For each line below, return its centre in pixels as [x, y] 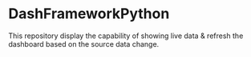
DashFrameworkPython [89, 14]
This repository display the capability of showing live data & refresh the [126, 36]
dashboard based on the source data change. [84, 44]
